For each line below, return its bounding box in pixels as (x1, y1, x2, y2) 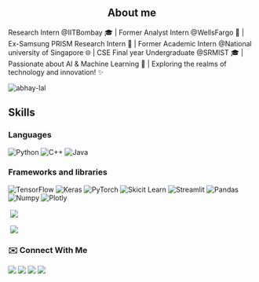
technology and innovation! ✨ (8, 67, 104, 77)
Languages (8, 130, 53, 141)
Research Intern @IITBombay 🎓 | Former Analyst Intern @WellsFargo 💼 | (8, 27, 245, 37)
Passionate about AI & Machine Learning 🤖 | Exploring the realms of (8, 59, 227, 68)
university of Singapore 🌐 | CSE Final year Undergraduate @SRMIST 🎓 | (8, 47, 244, 57)
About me (107, 6, 157, 20)
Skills (8, 106, 35, 119)
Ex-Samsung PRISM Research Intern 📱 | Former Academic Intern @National (8, 38, 253, 48)
